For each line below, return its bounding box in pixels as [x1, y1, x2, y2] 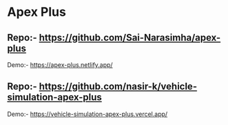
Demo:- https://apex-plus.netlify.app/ [7, 61, 113, 69]
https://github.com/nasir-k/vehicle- [39, 81, 198, 93]
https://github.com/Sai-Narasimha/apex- [39, 32, 221, 44]
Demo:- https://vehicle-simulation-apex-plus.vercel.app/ [7, 110, 168, 118]
